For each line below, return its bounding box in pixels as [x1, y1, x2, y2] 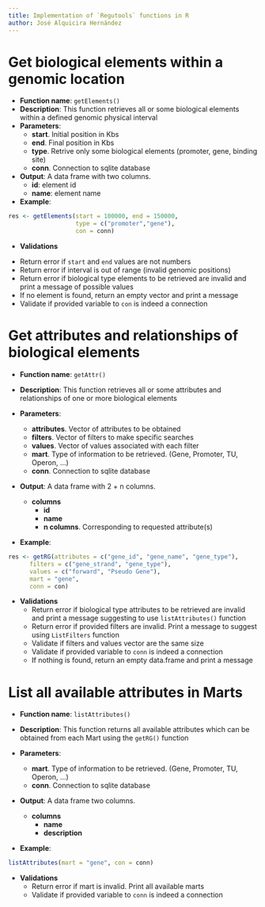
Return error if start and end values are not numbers [19, 257, 191, 266]
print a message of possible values [19, 282, 134, 292]
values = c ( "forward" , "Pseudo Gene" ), [28, 567, 161, 575]
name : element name [31, 189, 101, 198]
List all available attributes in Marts [8, 683, 243, 701]
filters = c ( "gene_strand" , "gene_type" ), [28, 560, 172, 568]
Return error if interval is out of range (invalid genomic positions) [19, 265, 231, 275]
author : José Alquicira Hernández [8, 19, 123, 27]
